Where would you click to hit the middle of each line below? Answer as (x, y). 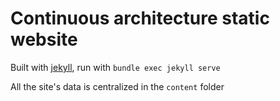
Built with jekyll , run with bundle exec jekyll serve (115, 67)
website (44, 39)
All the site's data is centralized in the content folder (117, 86)
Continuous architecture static (140, 18)
